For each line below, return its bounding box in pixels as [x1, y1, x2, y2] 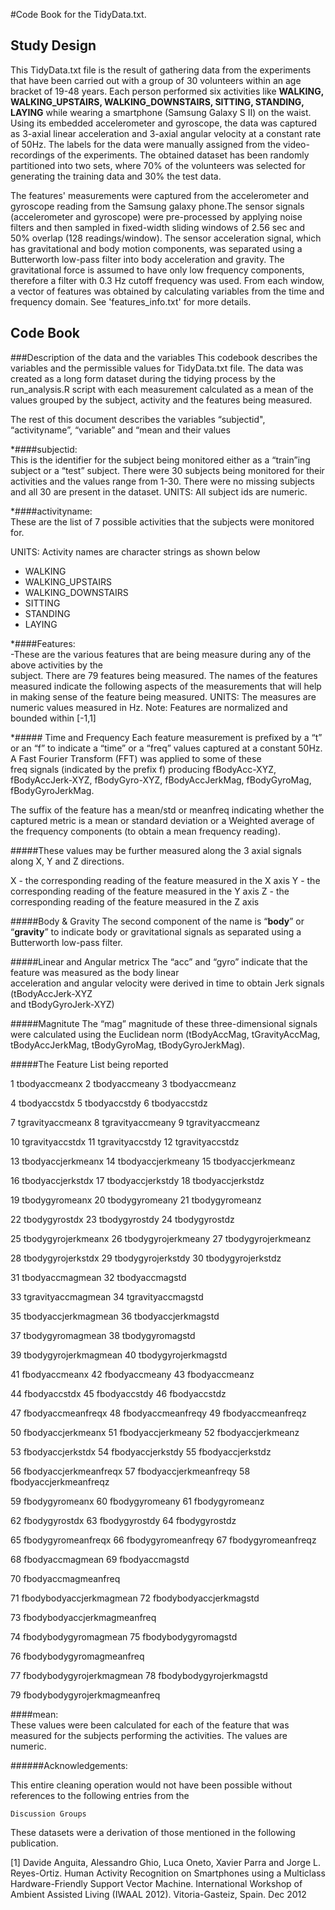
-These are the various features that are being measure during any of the [10, 648, 312, 660]
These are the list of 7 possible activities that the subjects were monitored [10, 515, 315, 528]
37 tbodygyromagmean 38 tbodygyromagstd [10, 1329, 196, 1341]
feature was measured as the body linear [10, 966, 180, 978]
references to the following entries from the [10, 1789, 190, 1801]
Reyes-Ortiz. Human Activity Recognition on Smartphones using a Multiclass [10, 1867, 326, 1879]
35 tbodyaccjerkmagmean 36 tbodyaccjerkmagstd [10, 1310, 220, 1322]
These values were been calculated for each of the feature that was [10, 1719, 290, 1731]
